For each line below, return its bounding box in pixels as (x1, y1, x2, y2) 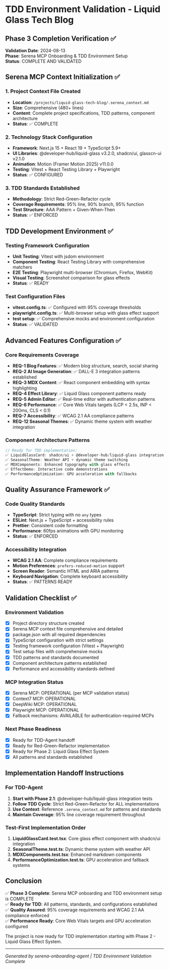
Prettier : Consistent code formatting (12, 522, 88, 528)
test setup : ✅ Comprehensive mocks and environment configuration (12, 316, 155, 322)
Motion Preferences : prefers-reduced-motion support (12, 563, 125, 569)
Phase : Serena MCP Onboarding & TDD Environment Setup (5, 53, 128, 59)
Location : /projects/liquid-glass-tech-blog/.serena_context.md (12, 99, 149, 105)
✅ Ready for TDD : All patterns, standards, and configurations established (5, 901, 157, 907)
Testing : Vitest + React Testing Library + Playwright (12, 166, 120, 172)
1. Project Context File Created (5, 88, 81, 95)
